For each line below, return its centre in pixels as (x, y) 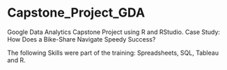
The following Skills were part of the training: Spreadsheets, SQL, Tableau (113, 53)
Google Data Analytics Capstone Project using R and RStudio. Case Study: (114, 32)
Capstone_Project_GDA (76, 13)
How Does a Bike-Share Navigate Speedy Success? (81, 39)
